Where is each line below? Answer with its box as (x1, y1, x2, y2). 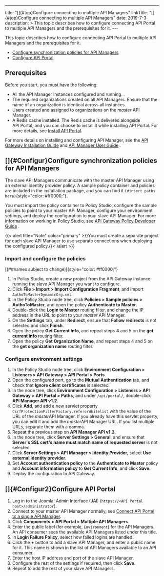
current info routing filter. (12, 333, 64, 339)
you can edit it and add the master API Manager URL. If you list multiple (12, 419, 155, 425)
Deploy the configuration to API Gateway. (12, 471, 95, 477)
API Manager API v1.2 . (12, 398, 59, 404)
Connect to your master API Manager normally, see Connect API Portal (12, 508, 155, 514)
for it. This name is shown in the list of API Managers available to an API (12, 545, 157, 551)
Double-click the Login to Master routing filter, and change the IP (12, 307, 144, 313)
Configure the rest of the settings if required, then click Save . (12, 560, 136, 566)
